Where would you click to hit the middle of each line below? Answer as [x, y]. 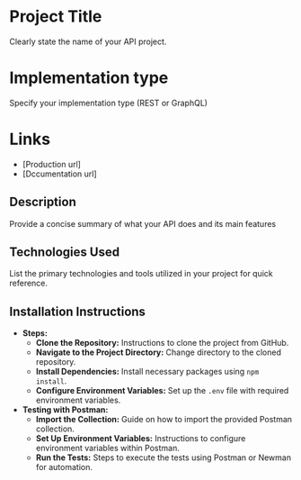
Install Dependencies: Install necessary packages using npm [147, 372]
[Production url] [51, 164]
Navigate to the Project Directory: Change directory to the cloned [158, 352]
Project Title [56, 17]
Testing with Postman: [65, 410]
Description [43, 202]
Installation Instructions [78, 311]
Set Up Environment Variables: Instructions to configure [141, 439]
